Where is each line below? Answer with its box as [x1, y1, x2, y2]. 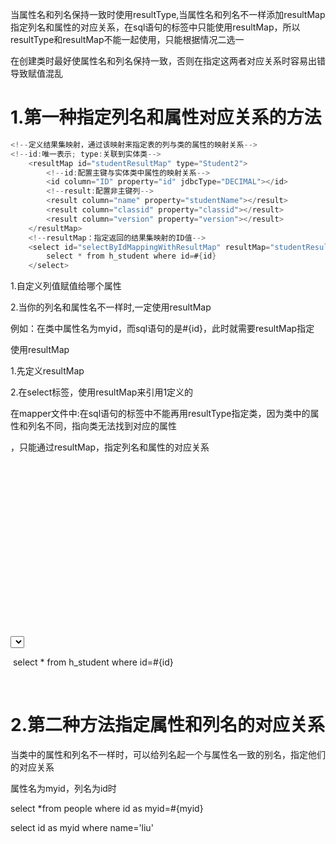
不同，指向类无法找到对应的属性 [44, 420, 177, 432]
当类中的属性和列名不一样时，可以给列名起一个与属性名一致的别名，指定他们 [10, 749, 326, 761]
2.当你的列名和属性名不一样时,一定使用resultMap [10, 301, 212, 313]
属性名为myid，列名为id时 [10, 783, 117, 795]
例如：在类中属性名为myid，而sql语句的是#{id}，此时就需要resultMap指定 [10, 323, 315, 335]
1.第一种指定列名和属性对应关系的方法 [10, 106, 322, 129]
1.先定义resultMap [10, 365, 85, 377]
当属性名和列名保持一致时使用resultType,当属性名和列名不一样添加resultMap [10, 9, 326, 20]
